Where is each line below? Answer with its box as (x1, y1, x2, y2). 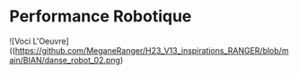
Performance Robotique (9, 6, 192, 27)
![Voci (9, 36, 31, 46)
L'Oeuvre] (32, 36, 69, 46)
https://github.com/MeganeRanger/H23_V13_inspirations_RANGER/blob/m (14, 45, 289, 55)
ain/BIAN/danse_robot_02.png (9, 54, 121, 65)
